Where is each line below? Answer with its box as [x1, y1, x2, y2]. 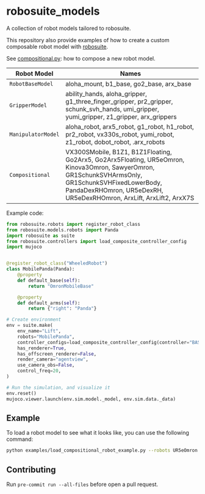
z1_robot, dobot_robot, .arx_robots [65, 138, 165, 146]
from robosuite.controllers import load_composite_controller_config [6, 238, 187, 244]
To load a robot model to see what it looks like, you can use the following [6, 429, 189, 436]
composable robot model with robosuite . [6, 43, 109, 50]
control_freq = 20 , [17, 368, 62, 374]
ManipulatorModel [9, 130, 60, 138]
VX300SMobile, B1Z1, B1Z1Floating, [65, 148, 172, 156]
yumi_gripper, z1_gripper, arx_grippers [65, 112, 177, 121]
